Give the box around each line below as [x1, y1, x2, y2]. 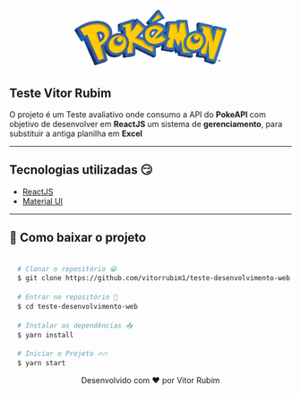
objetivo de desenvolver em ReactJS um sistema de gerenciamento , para [9, 119, 283, 129]
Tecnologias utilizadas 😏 [9, 162, 153, 178]
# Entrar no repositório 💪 [17, 293, 118, 302]
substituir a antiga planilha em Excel [9, 128, 143, 139]
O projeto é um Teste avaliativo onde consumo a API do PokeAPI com [9, 109, 266, 120]
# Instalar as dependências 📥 [17, 320, 133, 330]
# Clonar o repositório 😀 [17, 264, 117, 273]
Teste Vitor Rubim [9, 85, 112, 100]
